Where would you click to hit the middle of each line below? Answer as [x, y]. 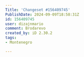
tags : [11, 38]
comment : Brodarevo [25, 28]
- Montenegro [19, 42]
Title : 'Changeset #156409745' [38, 10]
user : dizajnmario [24, 24]
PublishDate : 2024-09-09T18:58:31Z [42, 14]
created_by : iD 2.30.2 [29, 33]
